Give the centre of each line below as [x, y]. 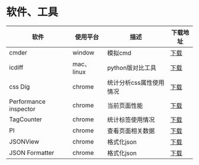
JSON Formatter [32, 153]
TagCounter [26, 119]
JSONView [24, 141]
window [84, 52]
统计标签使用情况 [131, 119]
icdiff [16, 67]
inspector [22, 109]
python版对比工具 [132, 68]
